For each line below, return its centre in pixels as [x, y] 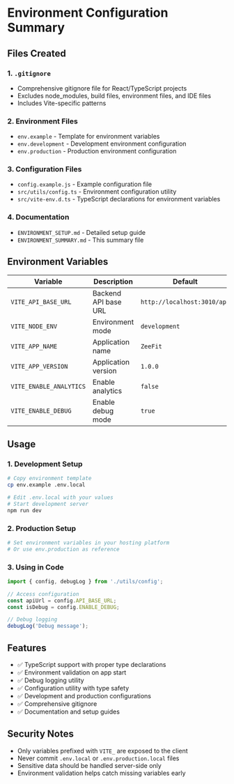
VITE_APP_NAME [34, 346]
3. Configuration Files [45, 169]
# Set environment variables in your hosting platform [88, 543]
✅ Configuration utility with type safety [73, 689]
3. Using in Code [36, 567]
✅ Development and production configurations [84, 696]
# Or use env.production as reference [63, 549]
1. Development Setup [45, 463]
